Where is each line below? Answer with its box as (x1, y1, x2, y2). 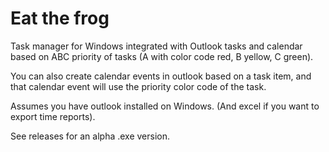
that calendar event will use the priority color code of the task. (10, 80, 267, 92)
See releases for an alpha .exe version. (10, 130, 171, 142)
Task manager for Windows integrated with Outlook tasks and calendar (10, 40, 303, 52)
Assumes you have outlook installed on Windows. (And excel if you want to (10, 100, 320, 112)
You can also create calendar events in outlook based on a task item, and (10, 70, 312, 82)
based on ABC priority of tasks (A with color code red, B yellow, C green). (10, 50, 314, 62)
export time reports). (10, 110, 96, 122)
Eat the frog (10, 7, 110, 30)
